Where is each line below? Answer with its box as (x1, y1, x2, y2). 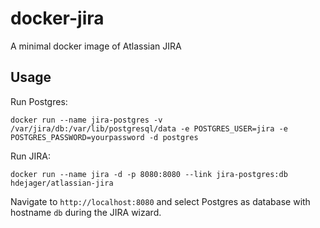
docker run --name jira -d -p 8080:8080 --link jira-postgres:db (10, 169, 288, 179)
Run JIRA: (10, 150, 51, 162)
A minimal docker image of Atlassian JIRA (10, 40, 182, 52)
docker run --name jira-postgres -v (10, 115, 163, 125)
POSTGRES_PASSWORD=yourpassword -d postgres (10, 132, 199, 142)
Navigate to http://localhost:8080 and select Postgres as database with (10, 195, 311, 207)
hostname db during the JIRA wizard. (10, 206, 162, 218)
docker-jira (10, 7, 105, 30)
